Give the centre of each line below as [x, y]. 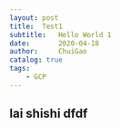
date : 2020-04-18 [55, 43]
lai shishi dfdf [49, 114]
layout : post [34, 18]
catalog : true [36, 60]
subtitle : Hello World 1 [60, 34]
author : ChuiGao [49, 52]
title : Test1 [36, 26]
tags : [20, 69]
